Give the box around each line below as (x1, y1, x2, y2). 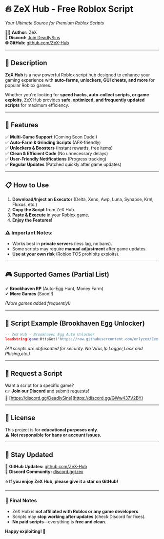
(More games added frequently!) (5, 300, 71, 306)
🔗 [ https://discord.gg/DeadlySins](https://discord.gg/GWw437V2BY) (5, 395, 143, 401)
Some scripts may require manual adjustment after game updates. (12, 246, 147, 251)
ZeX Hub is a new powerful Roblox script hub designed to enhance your (5, 72, 150, 78)
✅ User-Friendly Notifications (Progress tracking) (5, 156, 106, 162)
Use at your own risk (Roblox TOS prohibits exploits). (12, 251, 120, 257)
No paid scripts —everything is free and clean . (12, 518, 106, 524)
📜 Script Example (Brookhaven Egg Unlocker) (5, 319, 145, 327)
